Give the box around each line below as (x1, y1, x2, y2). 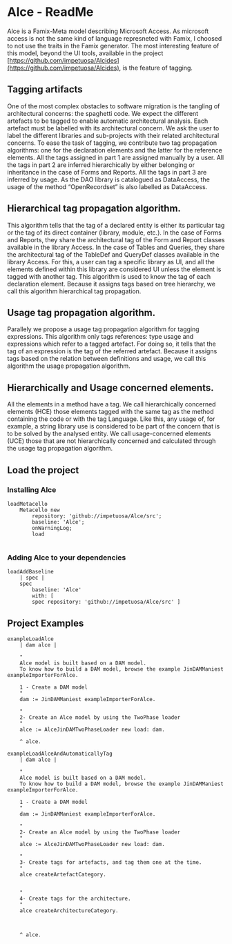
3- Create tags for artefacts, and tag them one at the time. (19, 858, 202, 866)
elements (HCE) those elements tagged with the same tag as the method (7, 408, 214, 416)
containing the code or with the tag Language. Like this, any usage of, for (7, 415, 215, 423)
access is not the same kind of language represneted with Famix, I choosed (7, 34, 222, 42)
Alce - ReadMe (7, 4, 94, 20)
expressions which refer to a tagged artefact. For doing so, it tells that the (7, 340, 216, 348)
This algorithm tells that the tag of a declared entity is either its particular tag (7, 221, 225, 229)
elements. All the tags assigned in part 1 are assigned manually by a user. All (7, 153, 224, 161)
